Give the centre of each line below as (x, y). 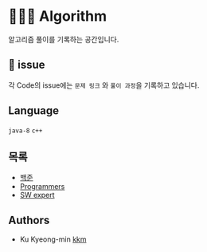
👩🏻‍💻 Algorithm (58, 16)
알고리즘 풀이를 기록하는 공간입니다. (64, 39)
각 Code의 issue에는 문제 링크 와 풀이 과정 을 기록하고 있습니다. (104, 85)
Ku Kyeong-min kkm (53, 239)
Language (34, 111)
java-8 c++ (25, 131)
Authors (29, 220)
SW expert (37, 195)
